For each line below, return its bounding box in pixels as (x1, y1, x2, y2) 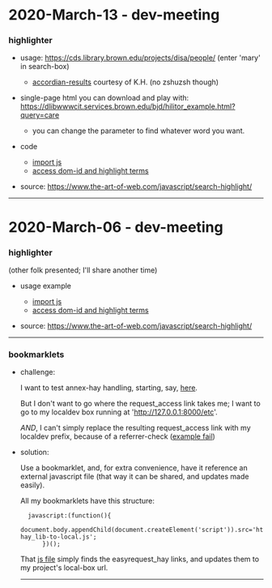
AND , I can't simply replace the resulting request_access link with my (19, 423, 251, 433)
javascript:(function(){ (28, 512, 112, 520)
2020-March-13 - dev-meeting (8, 6, 220, 24)
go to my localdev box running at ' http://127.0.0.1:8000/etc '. (19, 407, 218, 417)
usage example (19, 281, 71, 290)
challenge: (19, 367, 55, 377)
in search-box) (19, 62, 70, 71)
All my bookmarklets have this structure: (19, 496, 155, 506)
